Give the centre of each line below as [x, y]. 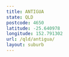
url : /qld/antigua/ [31, 39]
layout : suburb [25, 45]
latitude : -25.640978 [33, 28]
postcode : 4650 [25, 23]
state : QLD [20, 17]
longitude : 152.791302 [34, 34]
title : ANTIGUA [25, 12]
